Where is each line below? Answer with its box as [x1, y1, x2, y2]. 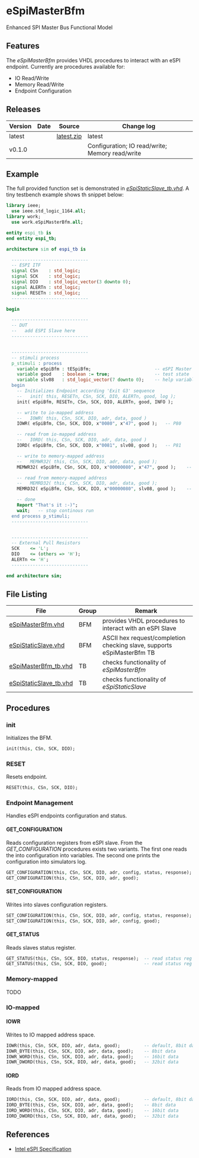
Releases [6, 104, 41, 114]
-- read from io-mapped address [17, 431, 97, 437]
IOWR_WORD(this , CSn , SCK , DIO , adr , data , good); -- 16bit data [6, 1054, 179, 1060]
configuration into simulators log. [6, 858, 87, 865]
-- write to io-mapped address [17, 409, 94, 416]
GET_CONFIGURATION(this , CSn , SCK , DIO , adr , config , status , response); [6, 869, 192, 876]
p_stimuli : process [11, 360, 62, 366]
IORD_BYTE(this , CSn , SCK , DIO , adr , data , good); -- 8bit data [6, 1102, 176, 1108]
